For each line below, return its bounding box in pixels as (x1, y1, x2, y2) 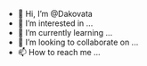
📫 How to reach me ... (17, 47, 101, 57)
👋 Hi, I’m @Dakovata (17, 9, 94, 19)
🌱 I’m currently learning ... (17, 28, 113, 37)
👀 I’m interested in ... (17, 18, 94, 29)
